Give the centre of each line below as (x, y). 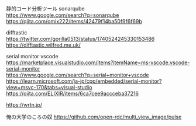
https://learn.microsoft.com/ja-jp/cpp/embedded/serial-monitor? (84, 81)
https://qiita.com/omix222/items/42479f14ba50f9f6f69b (74, 21)
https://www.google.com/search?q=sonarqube (63, 15)
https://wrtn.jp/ (24, 105)
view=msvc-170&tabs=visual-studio (49, 87)
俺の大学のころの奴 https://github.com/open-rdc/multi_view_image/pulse (94, 117)
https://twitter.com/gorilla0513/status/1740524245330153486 (80, 39)
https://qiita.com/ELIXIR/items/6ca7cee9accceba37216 (73, 93)
